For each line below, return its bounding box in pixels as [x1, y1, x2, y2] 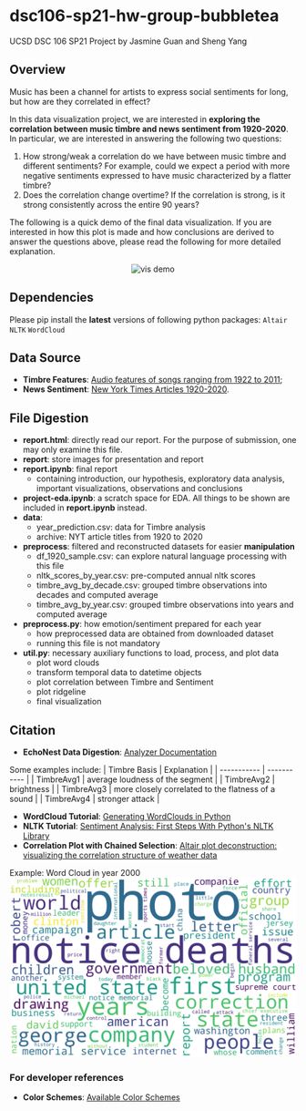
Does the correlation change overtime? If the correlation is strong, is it [22, 189, 285, 201]
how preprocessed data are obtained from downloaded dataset [36, 628, 274, 639]
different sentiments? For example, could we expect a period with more [22, 160, 291, 171]
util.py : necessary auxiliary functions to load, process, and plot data [22, 648, 280, 659]
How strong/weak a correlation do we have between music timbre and [22, 150, 287, 161]
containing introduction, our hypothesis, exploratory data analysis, [36, 473, 285, 484]
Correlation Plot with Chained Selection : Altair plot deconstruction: [22, 840, 278, 850]
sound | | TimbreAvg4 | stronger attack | [9, 794, 160, 804]
